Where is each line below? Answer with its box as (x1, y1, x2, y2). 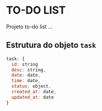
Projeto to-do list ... (6, 23, 53, 30)
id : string (11, 61, 38, 67)
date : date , (11, 72, 41, 79)
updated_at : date (11, 94, 54, 100)
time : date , (11, 78, 41, 84)
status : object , (11, 83, 51, 89)
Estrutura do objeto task (6, 40, 96, 50)
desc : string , (11, 67, 46, 73)
